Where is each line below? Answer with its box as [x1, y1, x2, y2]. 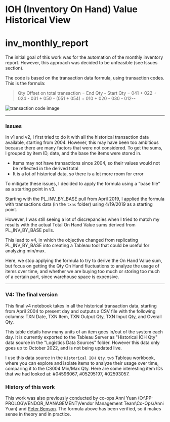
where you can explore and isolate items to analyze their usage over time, [5, 360, 159, 366]
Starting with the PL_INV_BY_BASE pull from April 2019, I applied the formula [5, 196, 165, 202]
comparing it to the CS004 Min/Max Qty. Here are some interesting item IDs [5, 365, 163, 371]
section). [5, 65, 24, 71]
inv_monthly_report [5, 37, 89, 49]
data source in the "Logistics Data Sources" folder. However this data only [5, 339, 160, 346]
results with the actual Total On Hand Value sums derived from [5, 222, 136, 228]
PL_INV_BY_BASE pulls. [5, 227, 55, 234]
